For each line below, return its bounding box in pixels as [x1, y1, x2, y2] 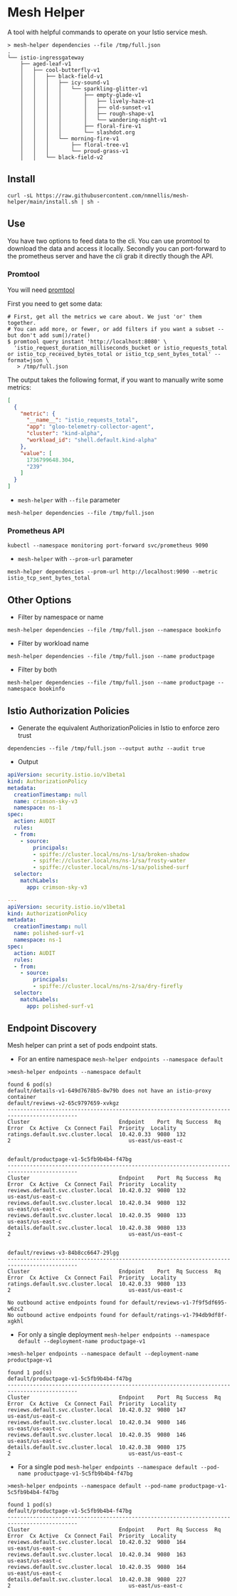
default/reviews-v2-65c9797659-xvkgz [7, 1100, 120, 1107]
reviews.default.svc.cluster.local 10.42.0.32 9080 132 [7, 1187, 186, 1194]
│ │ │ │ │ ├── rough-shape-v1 [20, 110, 154, 118]
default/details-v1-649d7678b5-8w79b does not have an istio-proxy [7, 1088, 212, 1095]
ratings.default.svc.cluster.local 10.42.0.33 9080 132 [7, 1131, 186, 1138]
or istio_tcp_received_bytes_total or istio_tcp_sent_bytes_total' [7, 350, 212, 358]
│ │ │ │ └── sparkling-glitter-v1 [20, 85, 148, 93]
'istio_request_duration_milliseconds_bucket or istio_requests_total [14, 344, 228, 351]
